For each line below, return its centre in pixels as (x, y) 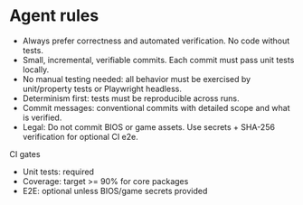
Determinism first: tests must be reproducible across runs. (131, 98)
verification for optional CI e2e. (80, 136)
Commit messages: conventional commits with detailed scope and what (156, 107)
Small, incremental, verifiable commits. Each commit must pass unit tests (158, 60)
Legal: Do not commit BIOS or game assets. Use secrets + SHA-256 (149, 126)
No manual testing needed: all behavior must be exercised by (137, 79)
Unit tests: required (58, 172)
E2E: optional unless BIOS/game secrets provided (115, 191)
